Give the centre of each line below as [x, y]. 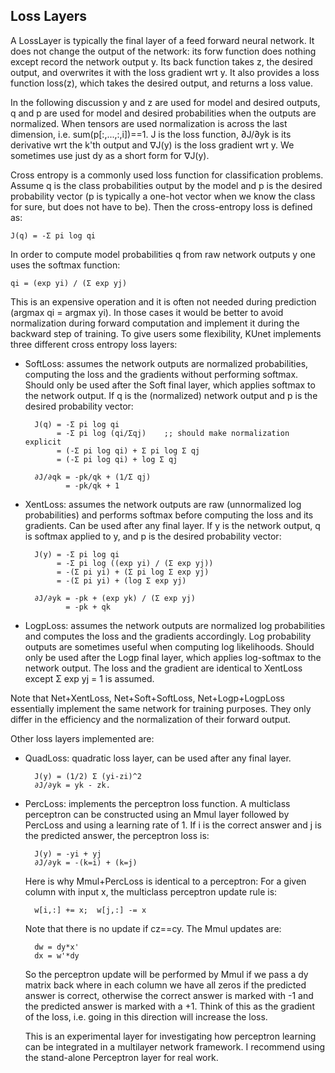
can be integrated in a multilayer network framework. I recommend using [175, 1046]
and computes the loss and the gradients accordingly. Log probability [168, 636]
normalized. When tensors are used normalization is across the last [149, 123]
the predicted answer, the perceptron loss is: [117, 835]
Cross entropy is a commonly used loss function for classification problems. [167, 175]
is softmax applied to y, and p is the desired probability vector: [153, 536]
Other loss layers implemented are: [82, 738]
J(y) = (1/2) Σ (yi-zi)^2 [88, 776]
